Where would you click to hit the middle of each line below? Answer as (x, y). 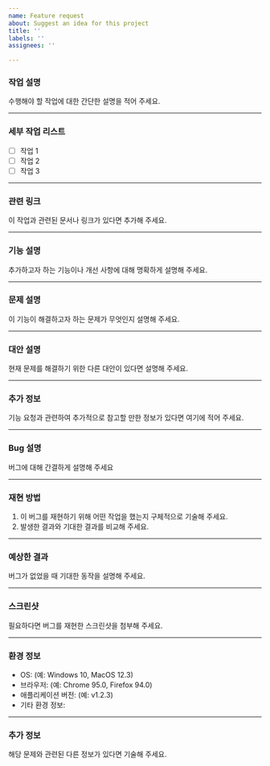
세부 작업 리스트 (37, 132)
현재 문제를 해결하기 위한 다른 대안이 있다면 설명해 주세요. (98, 369)
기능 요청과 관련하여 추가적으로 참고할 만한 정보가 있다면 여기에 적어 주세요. (126, 418)
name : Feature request (46, 16)
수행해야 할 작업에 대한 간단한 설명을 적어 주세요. (84, 101)
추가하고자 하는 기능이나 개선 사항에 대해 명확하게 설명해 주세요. (108, 269)
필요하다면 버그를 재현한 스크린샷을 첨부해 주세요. (86, 625)
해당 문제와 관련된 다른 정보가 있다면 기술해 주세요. (88, 754)
